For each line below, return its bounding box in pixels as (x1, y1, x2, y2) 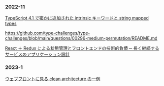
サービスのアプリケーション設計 (5, 51, 70, 57)
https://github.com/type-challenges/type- (5, 30, 90, 36)
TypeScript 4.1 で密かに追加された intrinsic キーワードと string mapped (5, 15, 149, 21)
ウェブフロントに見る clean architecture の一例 (5, 76, 100, 82)
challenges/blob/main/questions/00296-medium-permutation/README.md (5, 35, 158, 41)
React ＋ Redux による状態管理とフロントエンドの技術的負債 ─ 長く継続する (5, 45, 160, 51)
